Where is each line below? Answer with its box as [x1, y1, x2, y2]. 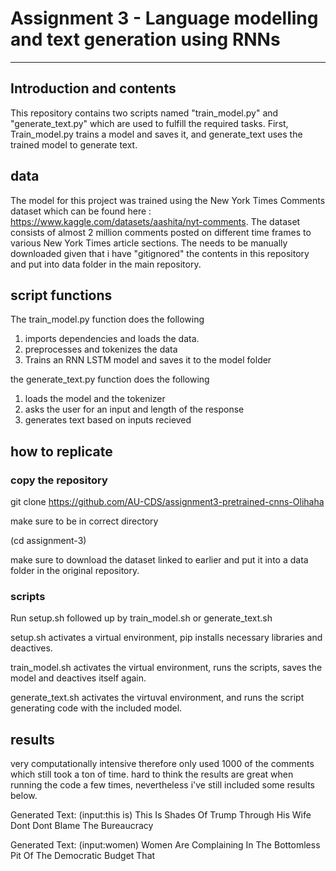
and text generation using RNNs [10, 28, 281, 51]
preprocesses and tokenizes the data [24, 343, 178, 356]
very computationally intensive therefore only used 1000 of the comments [10, 758, 315, 770]
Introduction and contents [10, 80, 177, 97]
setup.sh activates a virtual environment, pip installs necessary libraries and [10, 632, 323, 644]
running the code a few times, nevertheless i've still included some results [10, 779, 316, 791]
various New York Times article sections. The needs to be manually [10, 237, 288, 249]
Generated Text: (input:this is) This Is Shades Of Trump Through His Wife [10, 809, 312, 821]
